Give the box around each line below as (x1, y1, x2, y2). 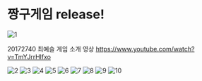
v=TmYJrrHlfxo (7, 52, 52, 61)
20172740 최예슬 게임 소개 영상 (7, 44, 95, 53)
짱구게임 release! (7, 6, 105, 23)
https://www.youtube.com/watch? (95, 44, 195, 53)
